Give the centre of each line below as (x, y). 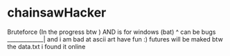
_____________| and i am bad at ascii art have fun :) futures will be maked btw (115, 39)
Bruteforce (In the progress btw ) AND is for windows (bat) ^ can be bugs (112, 32)
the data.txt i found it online (46, 46)
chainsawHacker (57, 13)
